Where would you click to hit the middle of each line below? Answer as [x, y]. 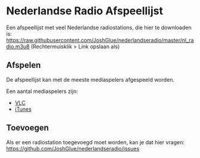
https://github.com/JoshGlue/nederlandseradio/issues [73, 148]
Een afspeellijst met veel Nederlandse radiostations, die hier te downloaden [99, 27]
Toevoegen [27, 128]
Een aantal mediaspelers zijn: [42, 91]
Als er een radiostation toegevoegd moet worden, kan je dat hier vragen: [96, 142]
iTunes [23, 109]
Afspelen [24, 65]
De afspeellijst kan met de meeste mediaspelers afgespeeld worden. [90, 79]
